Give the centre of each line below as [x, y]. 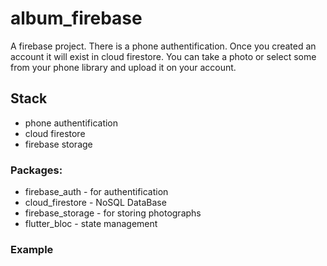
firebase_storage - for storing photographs [113, 213]
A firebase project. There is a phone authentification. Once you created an [163, 46]
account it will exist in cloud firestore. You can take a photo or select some [163, 56]
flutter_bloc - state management [91, 224]
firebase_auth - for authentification [96, 192]
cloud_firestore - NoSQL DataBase [95, 203]
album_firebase [76, 18]
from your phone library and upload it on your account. [123, 67]
